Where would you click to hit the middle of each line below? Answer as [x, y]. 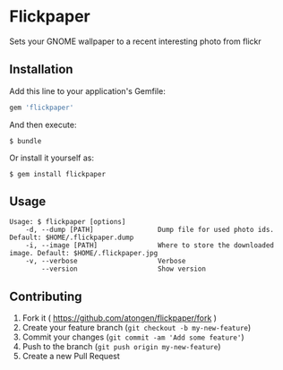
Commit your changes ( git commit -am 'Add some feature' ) [133, 337]
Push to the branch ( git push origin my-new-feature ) [121, 347]
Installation [41, 69]
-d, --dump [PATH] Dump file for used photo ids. [150, 230]
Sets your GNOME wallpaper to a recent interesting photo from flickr [135, 41]
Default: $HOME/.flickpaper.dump [72, 238]
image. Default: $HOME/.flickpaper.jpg [84, 254]
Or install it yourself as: [51, 158]
